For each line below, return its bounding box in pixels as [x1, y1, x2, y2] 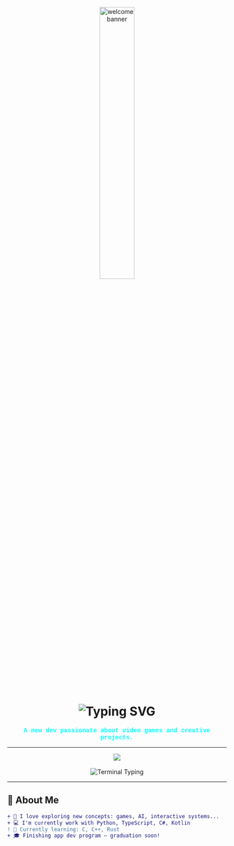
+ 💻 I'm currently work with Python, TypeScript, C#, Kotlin [7, 819, 191, 826]
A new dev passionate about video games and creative [23, 726, 211, 734]
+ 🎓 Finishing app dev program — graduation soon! [7, 832, 160, 840]
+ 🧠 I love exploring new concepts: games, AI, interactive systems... [7, 813, 219, 819]
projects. [100, 733, 134, 741]
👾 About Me [7, 794, 59, 806]
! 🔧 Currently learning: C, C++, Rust [7, 826, 120, 833]
